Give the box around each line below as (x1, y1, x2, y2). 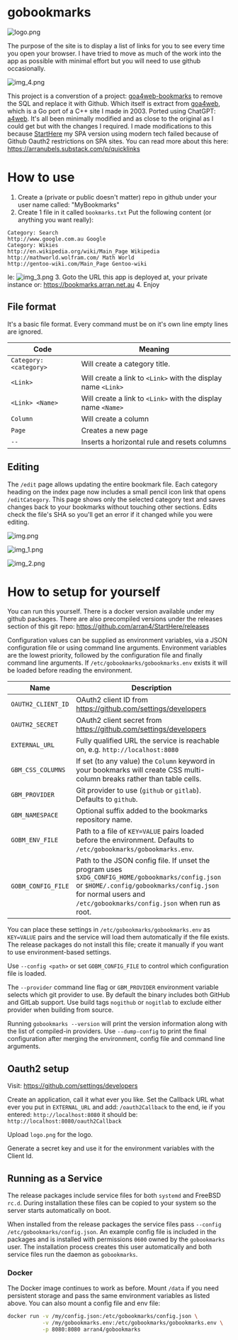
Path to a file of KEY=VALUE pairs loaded (75, 827, 204, 837)
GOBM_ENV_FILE (11, 836, 59, 844)
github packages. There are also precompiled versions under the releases (7, 615, 223, 623)
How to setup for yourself (7, 584, 161, 600)
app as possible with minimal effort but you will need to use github (7, 56, 201, 65)
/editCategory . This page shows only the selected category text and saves (7, 495, 226, 503)
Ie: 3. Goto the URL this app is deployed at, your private (7, 273, 208, 281)
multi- (183, 765, 205, 775)
